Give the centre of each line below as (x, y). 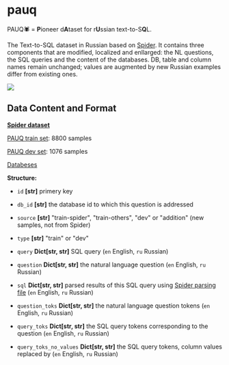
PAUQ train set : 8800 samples (50, 138)
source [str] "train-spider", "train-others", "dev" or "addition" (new (110, 217)
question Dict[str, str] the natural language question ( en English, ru (111, 265)
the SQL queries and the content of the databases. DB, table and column (109, 59)
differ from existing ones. (42, 74)
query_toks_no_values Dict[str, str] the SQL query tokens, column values (119, 347)
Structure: (22, 178)
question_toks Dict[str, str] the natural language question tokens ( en (113, 306)
